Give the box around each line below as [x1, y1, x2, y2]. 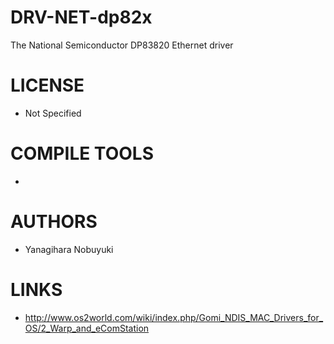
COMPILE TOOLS [10, 142, 154, 165]
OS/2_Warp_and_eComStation [24, 322, 150, 334]
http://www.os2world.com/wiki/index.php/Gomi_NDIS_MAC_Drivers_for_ [24, 311, 324, 323]
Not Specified [24, 107, 82, 119]
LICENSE [10, 74, 85, 97]
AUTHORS [10, 211, 98, 233]
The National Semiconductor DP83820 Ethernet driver [10, 39, 234, 51]
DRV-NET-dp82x [10, 6, 153, 29]
